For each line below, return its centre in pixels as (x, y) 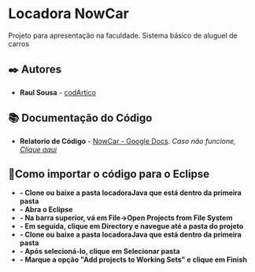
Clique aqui (38, 149)
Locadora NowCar (69, 14)
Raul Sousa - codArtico (58, 92)
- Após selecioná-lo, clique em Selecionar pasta (100, 252)
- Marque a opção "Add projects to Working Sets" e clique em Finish (133, 259)
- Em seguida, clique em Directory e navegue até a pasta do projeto (131, 226)
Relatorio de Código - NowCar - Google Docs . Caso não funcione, (128, 141)
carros (19, 43)
